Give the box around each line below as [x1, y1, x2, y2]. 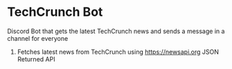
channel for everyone [7, 34, 69, 42]
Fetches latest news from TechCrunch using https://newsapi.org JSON [17, 48, 220, 56]
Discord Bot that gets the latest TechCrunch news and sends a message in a [7, 27, 225, 35]
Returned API [17, 55, 55, 63]
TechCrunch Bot [7, 4, 103, 20]
